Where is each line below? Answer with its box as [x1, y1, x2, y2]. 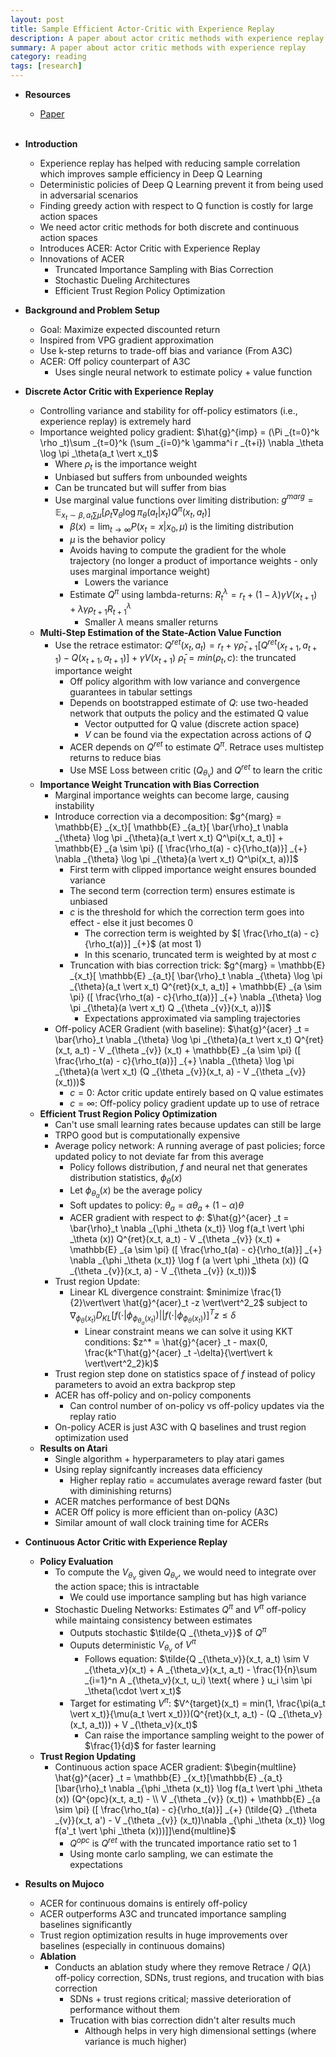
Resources [24, 89, 72, 100]
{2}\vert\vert [69, 1297, 121, 1309]
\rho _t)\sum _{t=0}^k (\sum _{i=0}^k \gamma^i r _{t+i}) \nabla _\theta [39, 437, 324, 448]
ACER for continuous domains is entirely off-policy [39, 1897, 248, 1909]
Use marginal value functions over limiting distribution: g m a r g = [54, 492, 314, 506]
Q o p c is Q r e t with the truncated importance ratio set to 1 [69, 1835, 297, 1849]
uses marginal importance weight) [69, 566, 211, 578]
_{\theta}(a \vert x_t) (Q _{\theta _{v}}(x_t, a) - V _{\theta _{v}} [54, 1065, 307, 1077]
